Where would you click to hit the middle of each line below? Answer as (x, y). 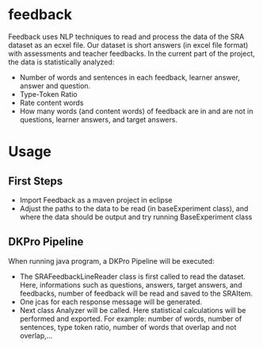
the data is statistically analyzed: (61, 62)
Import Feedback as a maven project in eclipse (96, 199)
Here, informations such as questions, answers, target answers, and (131, 284)
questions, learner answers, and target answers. (99, 119)
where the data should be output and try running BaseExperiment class (136, 217)
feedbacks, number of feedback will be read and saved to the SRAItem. (136, 293)
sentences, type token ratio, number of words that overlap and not (128, 327)
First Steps (36, 181)
